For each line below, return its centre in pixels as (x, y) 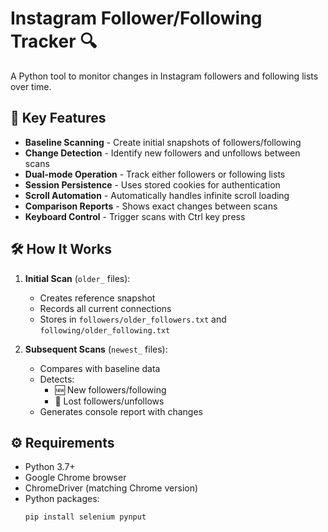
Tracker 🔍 (54, 41)
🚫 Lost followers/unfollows (109, 401)
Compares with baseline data (100, 368)
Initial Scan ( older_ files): (77, 278)
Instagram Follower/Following (136, 18)
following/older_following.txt (105, 330)
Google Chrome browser (75, 478)
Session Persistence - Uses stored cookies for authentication (152, 184)
